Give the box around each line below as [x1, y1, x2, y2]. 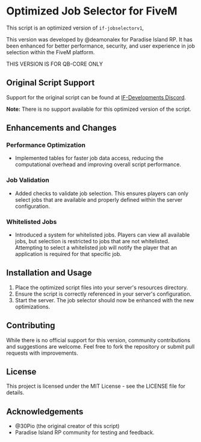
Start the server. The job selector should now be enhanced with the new [14, 296, 194, 303]
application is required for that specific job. [14, 251, 122, 258]
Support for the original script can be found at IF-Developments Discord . [6, 93, 187, 101]
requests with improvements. [6, 349, 78, 356]
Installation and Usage [6, 268, 92, 278]
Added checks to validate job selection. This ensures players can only [14, 190, 188, 197]
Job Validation [6, 176, 49, 184]
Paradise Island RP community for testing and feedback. [14, 429, 155, 436]
